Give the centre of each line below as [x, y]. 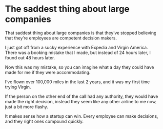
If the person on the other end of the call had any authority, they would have [81, 96]
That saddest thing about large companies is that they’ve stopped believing [81, 33]
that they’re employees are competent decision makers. [61, 38]
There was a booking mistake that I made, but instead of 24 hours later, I [78, 53]
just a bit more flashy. [27, 107]
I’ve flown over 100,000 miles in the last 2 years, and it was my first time [78, 82]
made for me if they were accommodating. [48, 72]
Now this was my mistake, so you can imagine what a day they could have [80, 67]
